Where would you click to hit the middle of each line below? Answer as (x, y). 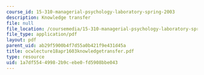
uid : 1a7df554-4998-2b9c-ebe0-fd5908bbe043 (62, 62)
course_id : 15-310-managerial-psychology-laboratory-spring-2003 (90, 12)
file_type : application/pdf (42, 34)
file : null (20, 23)
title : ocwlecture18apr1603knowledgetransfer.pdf (70, 51)
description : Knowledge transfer (49, 18)
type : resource (25, 57)
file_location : (25, 29)
